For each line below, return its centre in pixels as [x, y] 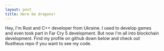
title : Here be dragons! [30, 14]
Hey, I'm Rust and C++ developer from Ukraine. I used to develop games [78, 28]
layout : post [18, 9]
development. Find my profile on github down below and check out [73, 38]
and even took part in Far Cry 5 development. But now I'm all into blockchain [82, 33]
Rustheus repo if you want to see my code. [48, 43]
